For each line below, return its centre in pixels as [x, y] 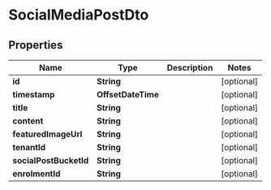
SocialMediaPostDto [79, 15]
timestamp [34, 95]
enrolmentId [37, 174]
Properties [36, 45]
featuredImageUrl [47, 134]
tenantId [29, 147]
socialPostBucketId [51, 160]
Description [190, 68]
